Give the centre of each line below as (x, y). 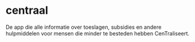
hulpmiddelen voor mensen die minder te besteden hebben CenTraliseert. (98, 33)
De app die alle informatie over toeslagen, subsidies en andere (84, 27)
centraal (27, 10)
